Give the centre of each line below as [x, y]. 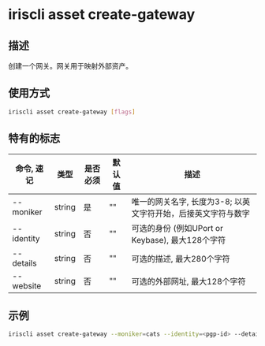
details [24, 263]
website [27, 285]
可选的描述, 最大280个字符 [181, 259]
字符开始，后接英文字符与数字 [195, 213]
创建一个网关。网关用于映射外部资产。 [70, 66]
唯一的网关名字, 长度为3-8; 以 [187, 201]
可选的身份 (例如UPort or [177, 228]
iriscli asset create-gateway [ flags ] [72, 112]
